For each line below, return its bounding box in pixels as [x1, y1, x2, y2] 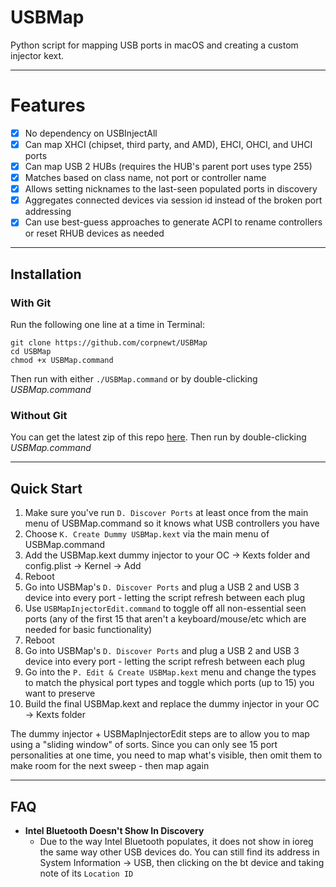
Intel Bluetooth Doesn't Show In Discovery [24, 824, 205, 836]
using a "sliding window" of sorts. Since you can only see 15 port [10, 739, 278, 751]
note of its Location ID [39, 867, 134, 879]
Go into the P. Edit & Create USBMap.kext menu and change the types [24, 666, 317, 678]
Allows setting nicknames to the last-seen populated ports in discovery [24, 183, 318, 195]
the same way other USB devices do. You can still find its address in [39, 846, 320, 858]
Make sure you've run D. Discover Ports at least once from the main [24, 507, 309, 519]
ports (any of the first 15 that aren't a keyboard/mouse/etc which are [24, 613, 307, 625]
